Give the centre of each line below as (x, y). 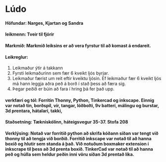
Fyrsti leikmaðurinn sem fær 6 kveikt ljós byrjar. (60, 73)
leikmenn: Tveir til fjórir (30, 34)
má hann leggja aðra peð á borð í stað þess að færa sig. (69, 84)
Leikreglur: (17, 57)
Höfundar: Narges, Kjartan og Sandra (44, 23)
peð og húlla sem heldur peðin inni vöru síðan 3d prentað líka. (70, 154)
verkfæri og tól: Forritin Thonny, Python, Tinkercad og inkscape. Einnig (80, 100)
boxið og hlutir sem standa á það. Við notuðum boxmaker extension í (77, 144)
